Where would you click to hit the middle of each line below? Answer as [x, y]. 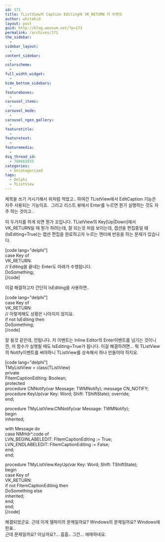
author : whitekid [23, 19]
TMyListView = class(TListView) [38, 367]
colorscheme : [18, 65]
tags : [11, 175]
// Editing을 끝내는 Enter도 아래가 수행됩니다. [49, 266]
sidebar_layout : [22, 46]
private [12, 373]
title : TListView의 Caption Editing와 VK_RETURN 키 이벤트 [64, 14]
